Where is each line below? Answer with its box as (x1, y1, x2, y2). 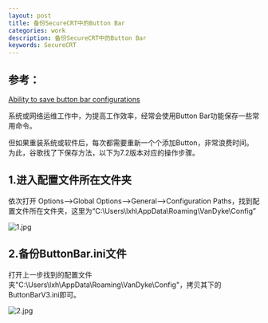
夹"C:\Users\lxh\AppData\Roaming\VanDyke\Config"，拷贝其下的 (8, 280, 222, 290)
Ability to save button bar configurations (8, 94, 141, 104)
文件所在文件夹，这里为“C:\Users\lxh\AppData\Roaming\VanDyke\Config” (14, 206, 257, 215)
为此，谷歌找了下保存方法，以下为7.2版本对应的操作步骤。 (8, 148, 199, 157)
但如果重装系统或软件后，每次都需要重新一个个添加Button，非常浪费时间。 (8, 137, 254, 148)
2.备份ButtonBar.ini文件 (8, 247, 127, 261)
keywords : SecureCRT (8, 41, 77, 49)
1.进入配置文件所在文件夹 (8, 173, 132, 187)
